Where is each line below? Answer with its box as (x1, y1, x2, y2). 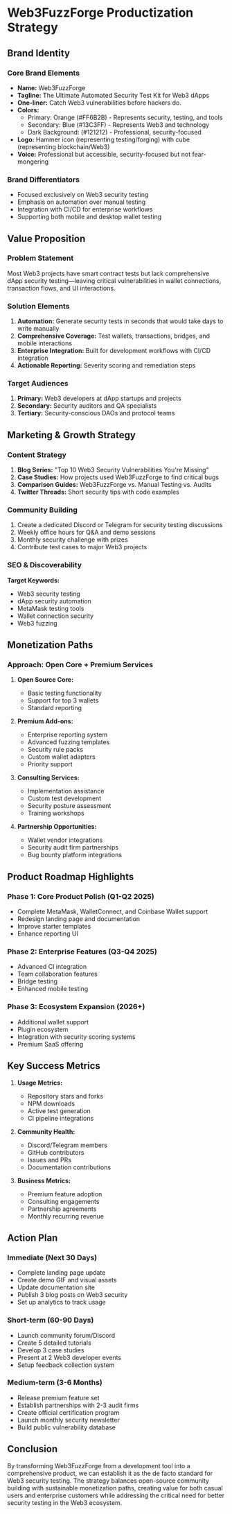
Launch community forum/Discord (17, 1331, 116, 1339)
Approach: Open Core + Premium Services (7, 660, 154, 670)
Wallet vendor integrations (27, 836, 103, 844)
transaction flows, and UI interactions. (7, 284, 116, 292)
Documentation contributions (27, 1163, 111, 1171)
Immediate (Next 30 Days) (7, 1253, 98, 1262)
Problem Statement (7, 253, 74, 263)
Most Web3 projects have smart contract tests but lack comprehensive (7, 269, 210, 277)
